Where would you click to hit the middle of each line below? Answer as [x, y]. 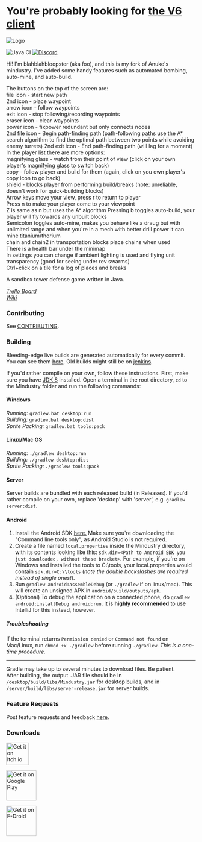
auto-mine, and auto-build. [39, 77]
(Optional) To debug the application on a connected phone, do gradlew [103, 597]
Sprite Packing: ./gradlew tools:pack [53, 466]
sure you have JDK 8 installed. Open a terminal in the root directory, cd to [97, 379]
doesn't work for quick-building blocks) [55, 190]
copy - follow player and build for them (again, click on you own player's [96, 171]
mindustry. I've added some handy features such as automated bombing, [97, 70]
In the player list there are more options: [56, 152]
